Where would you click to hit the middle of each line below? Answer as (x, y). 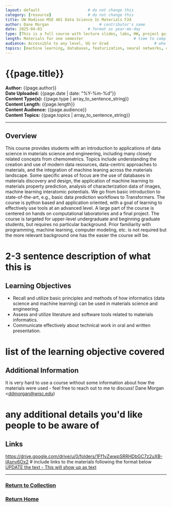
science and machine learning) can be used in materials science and (85, 303)
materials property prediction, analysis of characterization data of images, (83, 186)
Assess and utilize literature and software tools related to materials (83, 315)
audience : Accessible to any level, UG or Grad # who (86, 44)
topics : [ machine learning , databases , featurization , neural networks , (84, 48)
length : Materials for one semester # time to (80, 39)
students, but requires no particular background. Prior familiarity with (78, 225)
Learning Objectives (38, 286)
